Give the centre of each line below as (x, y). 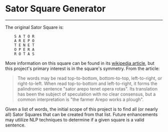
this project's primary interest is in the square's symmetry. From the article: (82, 68)
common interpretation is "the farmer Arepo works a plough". (80, 99)
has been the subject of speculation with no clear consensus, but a (86, 94)
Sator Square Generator (55, 9)
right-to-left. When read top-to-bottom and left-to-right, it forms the (87, 83)
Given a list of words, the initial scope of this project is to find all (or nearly (82, 109)
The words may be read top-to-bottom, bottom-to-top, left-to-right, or (90, 78)
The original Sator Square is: (34, 27)
